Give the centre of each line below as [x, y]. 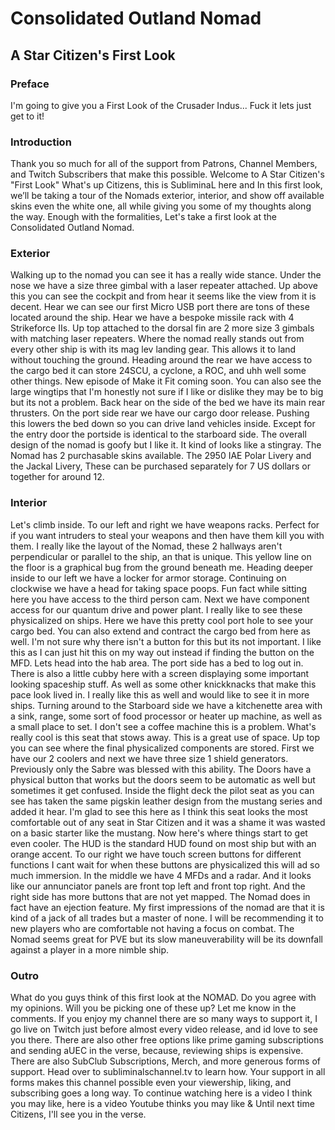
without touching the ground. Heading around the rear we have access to [161, 360]
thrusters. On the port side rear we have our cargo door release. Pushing [160, 413]
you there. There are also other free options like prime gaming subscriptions [167, 1040]
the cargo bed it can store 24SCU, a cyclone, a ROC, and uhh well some [158, 371]
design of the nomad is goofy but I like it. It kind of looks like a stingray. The [166, 445]
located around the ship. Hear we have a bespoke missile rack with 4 [152, 318]
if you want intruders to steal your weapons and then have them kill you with [167, 535]
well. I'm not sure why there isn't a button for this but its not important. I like [166, 641]
